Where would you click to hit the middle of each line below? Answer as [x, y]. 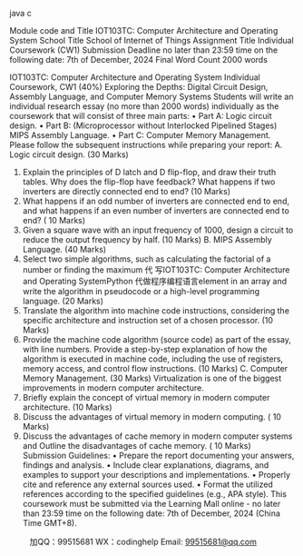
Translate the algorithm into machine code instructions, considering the [156, 311]
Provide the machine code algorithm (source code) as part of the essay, [157, 339]
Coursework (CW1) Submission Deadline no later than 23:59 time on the [144, 50]
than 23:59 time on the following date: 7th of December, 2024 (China [151, 513]
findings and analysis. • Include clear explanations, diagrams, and [146, 465]
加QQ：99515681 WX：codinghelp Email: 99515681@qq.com [143, 541]
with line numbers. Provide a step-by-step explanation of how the [145, 349]
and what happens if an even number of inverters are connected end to [156, 211]
